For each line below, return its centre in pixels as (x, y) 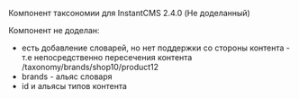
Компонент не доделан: (54, 30)
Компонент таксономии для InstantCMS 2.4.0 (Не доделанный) (130, 13)
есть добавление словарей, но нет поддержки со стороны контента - (155, 48)
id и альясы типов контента (74, 86)
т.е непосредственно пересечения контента (107, 57)
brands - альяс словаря (67, 76)
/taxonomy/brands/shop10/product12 (90, 67)
